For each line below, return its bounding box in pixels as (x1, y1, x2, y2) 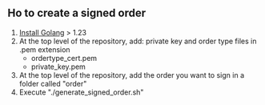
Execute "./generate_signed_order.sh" (18, 87, 144, 97)
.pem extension (18, 44, 70, 55)
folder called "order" (18, 79, 87, 88)
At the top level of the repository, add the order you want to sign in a (18, 70, 245, 79)
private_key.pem (30, 62, 86, 71)
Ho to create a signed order (7, 6, 147, 20)
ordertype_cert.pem (30, 53, 98, 63)
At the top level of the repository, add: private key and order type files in (18, 36, 257, 46)
